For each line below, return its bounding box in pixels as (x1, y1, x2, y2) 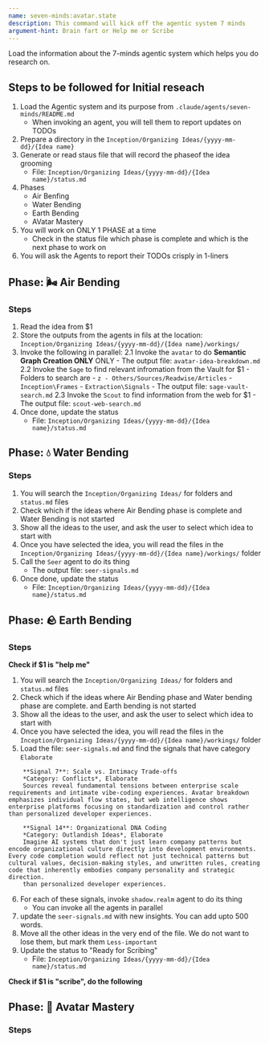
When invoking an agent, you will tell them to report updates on (31, 117, 243, 127)
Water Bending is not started (19, 513, 115, 523)
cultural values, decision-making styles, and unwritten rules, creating (8, 859, 261, 868)
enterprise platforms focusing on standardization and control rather (8, 803, 250, 812)
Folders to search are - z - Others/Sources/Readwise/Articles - (19, 373, 233, 382)
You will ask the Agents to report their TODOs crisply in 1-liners (19, 251, 229, 261)
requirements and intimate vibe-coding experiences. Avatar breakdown (8, 789, 250, 797)
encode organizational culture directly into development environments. (8, 845, 257, 853)
